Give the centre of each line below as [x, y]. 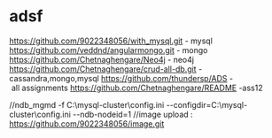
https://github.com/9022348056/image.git [87, 123]
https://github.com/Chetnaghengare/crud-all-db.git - [106, 69]
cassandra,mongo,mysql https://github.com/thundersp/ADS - [121, 78]
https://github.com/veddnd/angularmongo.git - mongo [109, 50]
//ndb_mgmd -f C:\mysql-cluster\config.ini [87, 104]
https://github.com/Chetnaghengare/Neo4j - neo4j [102, 59]
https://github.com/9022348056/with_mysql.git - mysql [111, 41]
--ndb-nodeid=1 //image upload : [132, 114]
